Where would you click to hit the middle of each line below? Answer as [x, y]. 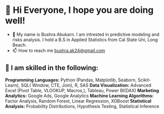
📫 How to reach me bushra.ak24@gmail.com [59, 50]
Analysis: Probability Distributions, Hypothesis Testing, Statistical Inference [82, 106]
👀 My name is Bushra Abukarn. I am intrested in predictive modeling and [86, 34]
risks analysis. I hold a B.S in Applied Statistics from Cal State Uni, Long [85, 40]
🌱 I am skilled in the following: [52, 68]
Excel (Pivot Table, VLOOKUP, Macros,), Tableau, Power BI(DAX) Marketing [82, 90]
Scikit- [144, 80]
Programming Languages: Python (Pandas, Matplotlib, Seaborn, [71, 80]
